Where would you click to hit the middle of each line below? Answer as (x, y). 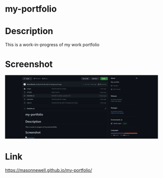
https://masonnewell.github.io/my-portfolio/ (49, 170)
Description (29, 31)
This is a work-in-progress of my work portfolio (52, 45)
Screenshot (29, 64)
